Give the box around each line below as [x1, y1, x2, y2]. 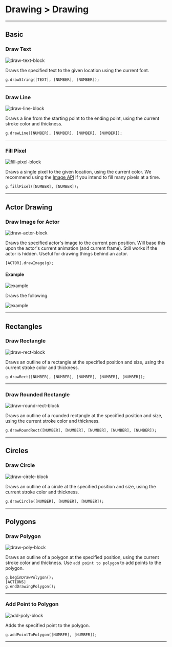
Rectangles [5, 322, 42, 331]
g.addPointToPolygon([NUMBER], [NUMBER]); [5, 632, 97, 637]
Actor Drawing [5, 203, 53, 211]
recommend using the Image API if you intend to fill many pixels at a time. [5, 174, 160, 180]
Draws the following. [5, 293, 49, 299]
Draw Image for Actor [5, 218, 60, 225]
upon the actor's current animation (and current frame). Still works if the [5, 245, 158, 251]
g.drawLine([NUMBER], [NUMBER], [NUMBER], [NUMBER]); [5, 131, 123, 136]
